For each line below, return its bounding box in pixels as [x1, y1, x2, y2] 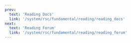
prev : [4, 7, 16, 12]
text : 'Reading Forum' [9, 26, 56, 31]
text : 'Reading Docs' [9, 12, 54, 17]
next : [4, 21, 16, 26]
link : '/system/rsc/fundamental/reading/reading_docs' [9, 16, 126, 21]
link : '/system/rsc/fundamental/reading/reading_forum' [9, 30, 128, 35]
